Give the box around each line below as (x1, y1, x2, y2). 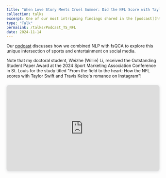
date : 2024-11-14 (6, 30, 42, 34)
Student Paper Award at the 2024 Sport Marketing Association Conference (6, 63, 156, 68)
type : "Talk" (6, 20, 33, 26)
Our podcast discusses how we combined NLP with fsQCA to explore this (6, 43, 153, 49)
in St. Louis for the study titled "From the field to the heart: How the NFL (6, 68, 150, 73)
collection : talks (6, 12, 44, 16)
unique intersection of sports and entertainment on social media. (6, 48, 136, 54)
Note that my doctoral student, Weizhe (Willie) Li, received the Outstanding (6, 58, 156, 63)
